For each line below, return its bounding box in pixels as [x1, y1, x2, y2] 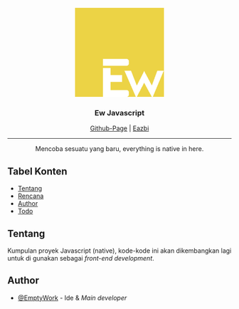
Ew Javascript [95, 108, 144, 117]
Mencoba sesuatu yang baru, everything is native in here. [35, 145, 204, 153]
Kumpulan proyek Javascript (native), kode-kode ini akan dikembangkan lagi [7, 246, 232, 255]
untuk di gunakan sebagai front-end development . [7, 253, 154, 262]
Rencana [17, 192, 44, 200]
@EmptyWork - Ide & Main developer [17, 293, 127, 302]
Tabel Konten [7, 165, 68, 177]
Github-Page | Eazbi [90, 124, 149, 132]
